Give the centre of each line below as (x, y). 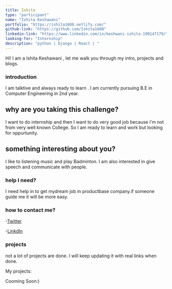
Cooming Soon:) (23, 281)
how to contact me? (30, 210)
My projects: (18, 271)
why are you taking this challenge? (62, 110)
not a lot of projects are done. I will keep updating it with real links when (81, 256)
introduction (21, 76)
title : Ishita (20, 10)
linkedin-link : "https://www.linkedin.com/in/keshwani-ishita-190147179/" (87, 34)
